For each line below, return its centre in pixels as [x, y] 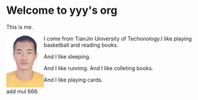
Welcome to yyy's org [62, 10]
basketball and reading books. [81, 45]
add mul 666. [22, 91]
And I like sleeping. [67, 56]
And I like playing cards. [73, 80]
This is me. [20, 27]
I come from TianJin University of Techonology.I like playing [118, 38]
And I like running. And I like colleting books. [99, 68]
